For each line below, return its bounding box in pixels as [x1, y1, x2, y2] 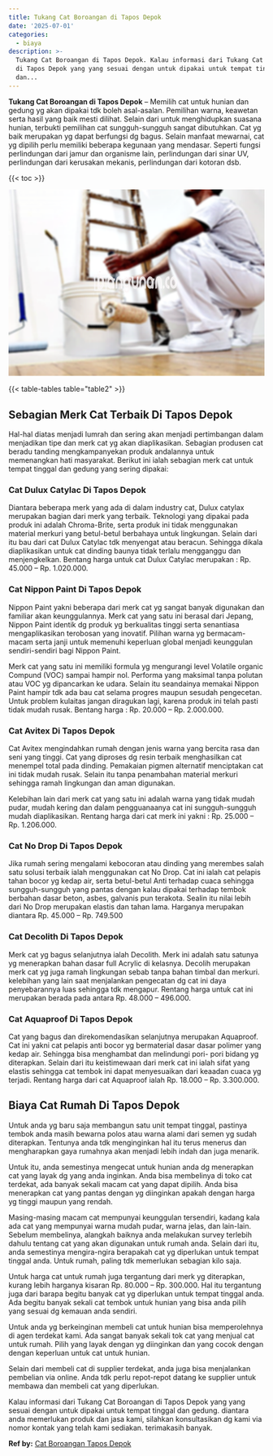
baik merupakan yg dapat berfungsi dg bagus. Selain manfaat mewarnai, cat [8, 131, 265, 141]
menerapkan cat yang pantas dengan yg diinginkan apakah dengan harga [8, 1188, 255, 1198]
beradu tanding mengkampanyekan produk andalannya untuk [8, 446, 214, 456]
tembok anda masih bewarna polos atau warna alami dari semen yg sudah [8, 1128, 258, 1138]
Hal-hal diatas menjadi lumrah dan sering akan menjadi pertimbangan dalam [8, 429, 264, 439]
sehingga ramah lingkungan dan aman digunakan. [8, 778, 176, 788]
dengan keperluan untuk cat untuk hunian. [8, 1348, 150, 1357]
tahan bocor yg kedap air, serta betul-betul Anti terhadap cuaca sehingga [8, 876, 254, 886]
